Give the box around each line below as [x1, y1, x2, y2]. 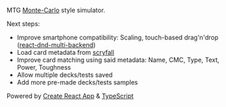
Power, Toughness [16, 63, 71, 71]
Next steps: [6, 20, 40, 27]
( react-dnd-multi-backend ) [16, 41, 96, 49]
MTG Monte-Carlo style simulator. [6, 6, 105, 14]
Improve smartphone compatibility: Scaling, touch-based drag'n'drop [16, 33, 219, 42]
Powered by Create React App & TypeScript [6, 92, 134, 100]
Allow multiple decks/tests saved [16, 70, 113, 79]
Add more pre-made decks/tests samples [16, 78, 138, 87]
